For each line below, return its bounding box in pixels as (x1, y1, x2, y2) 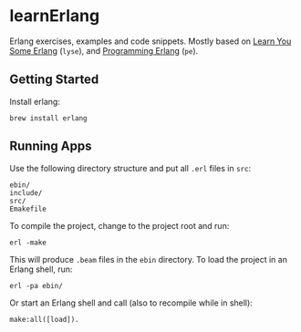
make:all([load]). (9, 315, 79, 324)
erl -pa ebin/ (9, 281, 64, 290)
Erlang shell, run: (9, 264, 73, 275)
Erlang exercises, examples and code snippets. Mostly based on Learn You (9, 36, 292, 47)
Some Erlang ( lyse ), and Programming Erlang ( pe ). (9, 45, 199, 56)
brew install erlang (9, 113, 88, 123)
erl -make (9, 238, 47, 247)
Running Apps (9, 139, 92, 154)
